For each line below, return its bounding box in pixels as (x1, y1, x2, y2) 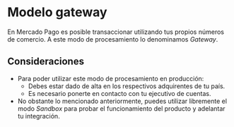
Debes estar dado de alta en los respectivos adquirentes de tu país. (28, 82, 226, 90)
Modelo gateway (7, 4, 107, 20)
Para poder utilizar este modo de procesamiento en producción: (17, 74, 204, 83)
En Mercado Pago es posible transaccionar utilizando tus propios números (7, 28, 225, 36)
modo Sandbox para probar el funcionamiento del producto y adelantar (17, 104, 226, 113)
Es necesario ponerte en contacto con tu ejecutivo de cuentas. (28, 89, 211, 97)
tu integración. (17, 111, 60, 120)
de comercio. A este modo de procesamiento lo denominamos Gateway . (7, 35, 218, 43)
